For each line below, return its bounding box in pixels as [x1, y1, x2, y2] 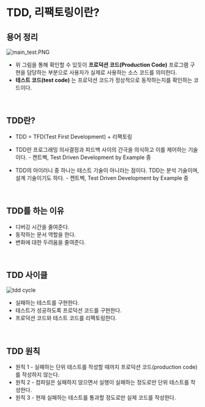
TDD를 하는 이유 [6, 206, 64, 216]
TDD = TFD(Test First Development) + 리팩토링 [15, 133, 133, 140]
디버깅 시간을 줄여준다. [15, 223, 70, 230]
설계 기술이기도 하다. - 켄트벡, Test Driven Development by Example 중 [15, 174, 188, 181]
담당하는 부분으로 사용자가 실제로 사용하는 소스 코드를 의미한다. [26, 69, 177, 76]
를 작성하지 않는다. [15, 371, 60, 378]
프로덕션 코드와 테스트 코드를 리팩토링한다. [15, 315, 117, 322]
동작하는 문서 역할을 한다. [15, 231, 76, 238]
